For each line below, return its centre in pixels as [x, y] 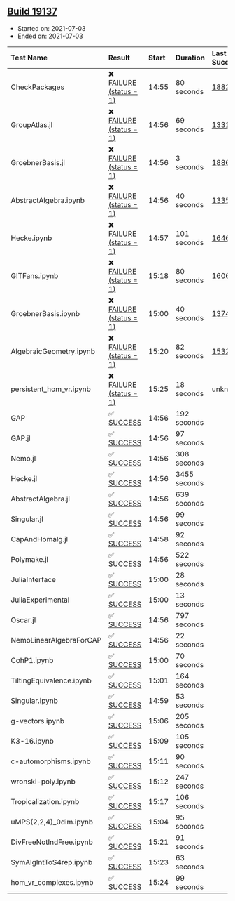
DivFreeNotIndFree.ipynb [52, 842]
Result [119, 58]
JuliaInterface [33, 579]
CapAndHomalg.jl [40, 539]
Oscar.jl [23, 619]
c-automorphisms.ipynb [51, 761]
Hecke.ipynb [31, 238]
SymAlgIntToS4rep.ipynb [52, 862]
